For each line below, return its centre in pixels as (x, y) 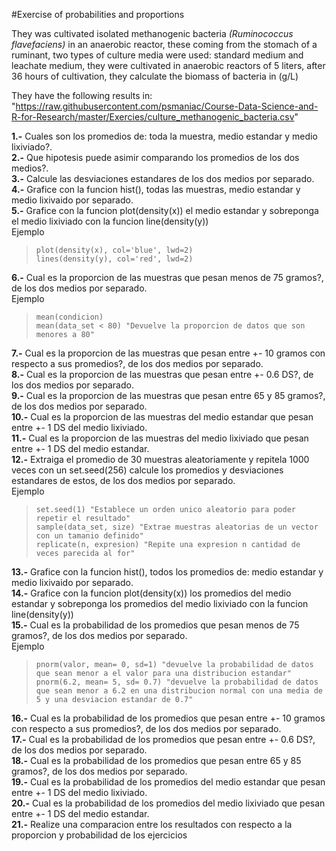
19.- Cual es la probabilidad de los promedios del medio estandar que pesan (168, 782)
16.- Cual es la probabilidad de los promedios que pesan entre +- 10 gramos (168, 718)
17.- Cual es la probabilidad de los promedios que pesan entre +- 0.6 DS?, (163, 739)
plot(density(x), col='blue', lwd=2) (114, 250)
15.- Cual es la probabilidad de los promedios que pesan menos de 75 (155, 625)
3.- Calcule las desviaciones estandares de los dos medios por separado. (163, 178)
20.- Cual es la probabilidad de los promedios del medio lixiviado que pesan (168, 803)
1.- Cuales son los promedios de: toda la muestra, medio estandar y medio (164, 136)
